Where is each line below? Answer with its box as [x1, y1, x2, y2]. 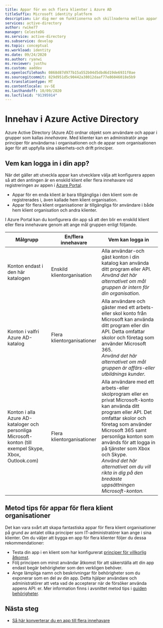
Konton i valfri [7, 328, 39, 335]
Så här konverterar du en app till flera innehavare [12, 617, 110, 623]
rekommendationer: [5, 540, 45, 546]
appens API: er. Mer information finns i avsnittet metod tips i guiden [12, 585, 147, 591]
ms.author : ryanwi [5, 57, 42, 62]
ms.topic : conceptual [5, 43, 49, 48]
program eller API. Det [101, 409, 152, 415]
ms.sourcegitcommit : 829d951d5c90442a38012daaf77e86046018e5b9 [5, 75, 136, 80]
